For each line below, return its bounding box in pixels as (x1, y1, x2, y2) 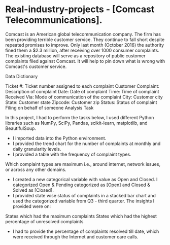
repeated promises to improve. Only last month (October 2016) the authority (5, 42, 164, 48)
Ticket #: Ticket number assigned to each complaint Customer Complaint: (5, 83, 160, 89)
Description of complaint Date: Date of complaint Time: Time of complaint (5, 88, 159, 94)
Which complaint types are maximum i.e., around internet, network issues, (5, 161, 161, 167)
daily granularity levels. (12, 146, 61, 152)
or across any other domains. (5, 166, 67, 172)
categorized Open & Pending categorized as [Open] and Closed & (12, 182, 151, 188)
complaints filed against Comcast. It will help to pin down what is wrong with (5, 58, 165, 64)
